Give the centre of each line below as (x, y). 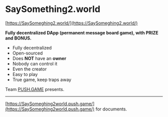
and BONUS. (18, 38)
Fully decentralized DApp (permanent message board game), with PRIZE (82, 32)
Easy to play (25, 74)
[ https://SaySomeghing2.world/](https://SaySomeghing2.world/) (71, 23)
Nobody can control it (35, 63)
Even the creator (29, 69)
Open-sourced (27, 53)
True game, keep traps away (42, 79)
